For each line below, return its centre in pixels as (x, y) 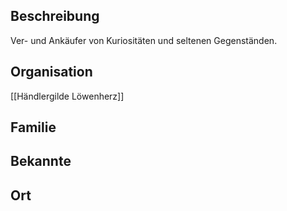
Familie (33, 127)
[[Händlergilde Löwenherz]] (67, 96)
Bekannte (41, 161)
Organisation (51, 72)
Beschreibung (55, 16)
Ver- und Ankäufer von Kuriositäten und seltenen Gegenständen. (144, 40)
